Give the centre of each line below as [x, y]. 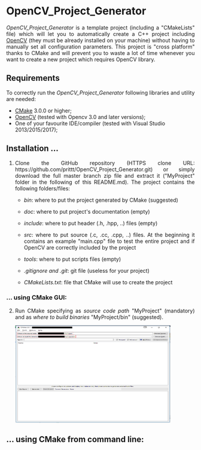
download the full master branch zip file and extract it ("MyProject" [105, 175]
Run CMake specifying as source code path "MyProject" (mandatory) [105, 311]
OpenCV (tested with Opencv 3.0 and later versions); [80, 117]
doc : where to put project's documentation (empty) [87, 211]
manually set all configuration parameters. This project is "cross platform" [100, 47]
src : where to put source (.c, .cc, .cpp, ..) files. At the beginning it [109, 235]
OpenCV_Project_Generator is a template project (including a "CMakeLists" [100, 28]
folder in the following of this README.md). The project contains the [105, 182]
